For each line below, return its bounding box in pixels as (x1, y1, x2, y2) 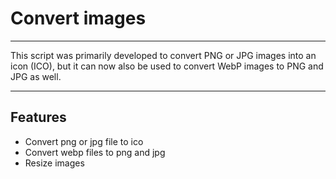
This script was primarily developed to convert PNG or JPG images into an (10, 49, 317, 61)
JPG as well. (10, 70, 62, 82)
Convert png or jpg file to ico (24, 135, 144, 147)
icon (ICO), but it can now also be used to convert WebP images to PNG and (10, 60, 324, 72)
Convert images (10, 7, 147, 30)
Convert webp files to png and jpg (24, 146, 166, 158)
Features (10, 109, 67, 126)
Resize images (24, 157, 85, 169)
